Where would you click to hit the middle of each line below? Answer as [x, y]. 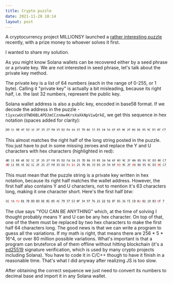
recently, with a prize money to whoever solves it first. [63, 42]
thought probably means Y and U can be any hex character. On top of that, [84, 217]
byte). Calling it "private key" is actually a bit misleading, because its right [83, 89]
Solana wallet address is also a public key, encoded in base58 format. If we [85, 104]
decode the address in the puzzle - [42, 109]
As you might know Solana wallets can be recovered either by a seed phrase [86, 62]
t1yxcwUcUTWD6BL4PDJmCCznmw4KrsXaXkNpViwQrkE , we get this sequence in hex [86, 115]
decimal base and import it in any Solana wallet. [56, 276]
